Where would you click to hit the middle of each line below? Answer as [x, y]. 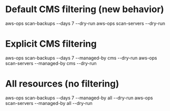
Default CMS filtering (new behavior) [85, 9]
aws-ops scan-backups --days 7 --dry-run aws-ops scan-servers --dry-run [85, 23]
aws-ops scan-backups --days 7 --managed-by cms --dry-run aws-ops [81, 58]
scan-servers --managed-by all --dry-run [49, 103]
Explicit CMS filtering [51, 44]
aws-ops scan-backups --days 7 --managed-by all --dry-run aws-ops [79, 98]
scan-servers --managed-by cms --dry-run [51, 63]
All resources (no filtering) [62, 84]
